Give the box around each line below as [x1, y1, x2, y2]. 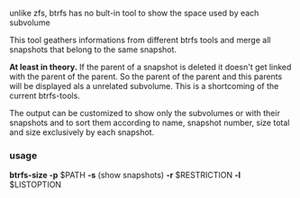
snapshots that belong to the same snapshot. [9, 44, 177, 55]
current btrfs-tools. [9, 90, 81, 101]
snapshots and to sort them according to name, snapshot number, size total [9, 117, 290, 128]
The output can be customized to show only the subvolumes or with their [9, 108, 281, 118]
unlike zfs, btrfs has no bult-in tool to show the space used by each [9, 8, 259, 18]
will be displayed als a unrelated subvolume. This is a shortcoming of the [9, 81, 279, 91]
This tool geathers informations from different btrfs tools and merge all [9, 35, 271, 45]
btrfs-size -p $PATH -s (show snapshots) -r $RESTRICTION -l [9, 170, 241, 181]
